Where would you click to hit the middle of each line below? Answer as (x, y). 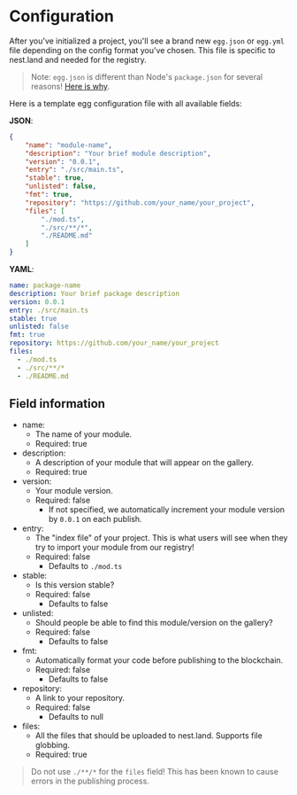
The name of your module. (84, 434)
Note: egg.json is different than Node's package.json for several (147, 76)
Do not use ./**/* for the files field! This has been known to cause (154, 772)
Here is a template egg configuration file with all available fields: (126, 103)
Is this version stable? (75, 585)
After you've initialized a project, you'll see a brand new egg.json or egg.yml (147, 41)
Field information (57, 404)
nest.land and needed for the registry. (78, 59)
